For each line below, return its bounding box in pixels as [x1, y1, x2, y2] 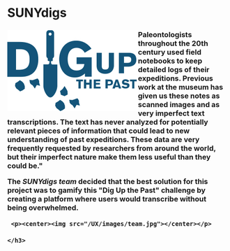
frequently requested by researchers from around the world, [7, 143, 216, 153]
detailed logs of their [138, 65, 210, 75]
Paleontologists [138, 30, 192, 40]
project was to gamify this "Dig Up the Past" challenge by [7, 185, 206, 195]
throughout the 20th [138, 38, 208, 48]
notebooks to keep [138, 56, 203, 66]
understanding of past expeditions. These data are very [7, 135, 200, 145]
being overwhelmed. [7, 203, 79, 213]
